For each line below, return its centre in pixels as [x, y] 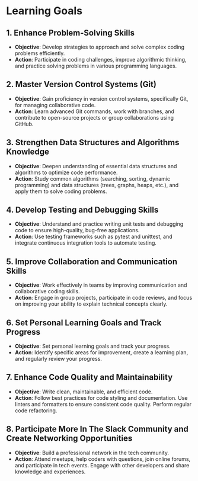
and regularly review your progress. [58, 359]
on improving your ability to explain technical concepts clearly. [91, 304]
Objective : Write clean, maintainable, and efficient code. [84, 392]
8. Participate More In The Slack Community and [97, 429]
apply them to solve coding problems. [61, 191]
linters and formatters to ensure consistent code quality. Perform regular [103, 404]
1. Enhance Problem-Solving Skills [71, 33]
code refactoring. [36, 411]
